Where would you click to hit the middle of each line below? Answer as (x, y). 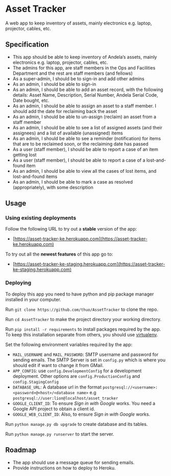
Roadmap (21, 450)
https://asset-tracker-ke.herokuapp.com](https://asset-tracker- (81, 239)
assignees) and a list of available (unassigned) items (68, 133)
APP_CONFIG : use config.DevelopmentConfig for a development (77, 371)
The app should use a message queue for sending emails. (74, 462)
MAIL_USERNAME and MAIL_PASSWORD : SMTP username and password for (86, 354)
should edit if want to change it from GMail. (58, 365)
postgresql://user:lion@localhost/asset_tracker (65, 398)
